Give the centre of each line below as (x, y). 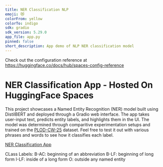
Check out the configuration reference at (46, 60)
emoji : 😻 (15, 14)
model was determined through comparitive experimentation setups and (78, 124)
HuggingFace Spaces (49, 95)
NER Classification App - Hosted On (79, 85)
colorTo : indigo (21, 23)
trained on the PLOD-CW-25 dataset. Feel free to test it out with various (77, 130)
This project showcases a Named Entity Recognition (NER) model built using (82, 109)
